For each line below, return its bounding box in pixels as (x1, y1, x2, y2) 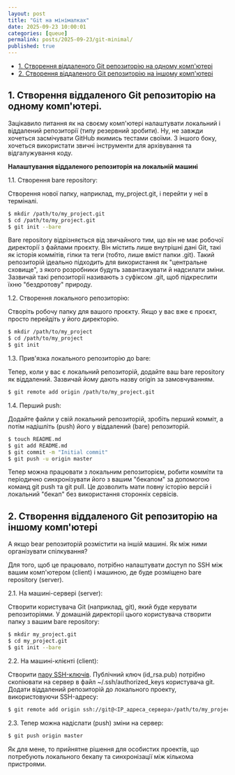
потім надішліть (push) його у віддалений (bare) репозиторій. (8, 422, 190, 430)
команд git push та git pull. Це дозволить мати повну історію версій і (8, 483, 212, 491)
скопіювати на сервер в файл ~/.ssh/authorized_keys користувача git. (8, 677, 215, 686)
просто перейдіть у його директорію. (8, 315, 119, 324)
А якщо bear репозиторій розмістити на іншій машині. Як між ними (8, 539, 208, 549)
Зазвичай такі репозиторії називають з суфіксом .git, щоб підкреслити (8, 273, 218, 282)
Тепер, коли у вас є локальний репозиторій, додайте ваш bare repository (8, 368, 225, 376)
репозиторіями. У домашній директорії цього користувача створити (8, 610, 212, 618)
